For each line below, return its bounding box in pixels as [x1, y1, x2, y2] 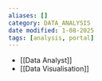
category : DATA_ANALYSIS [8, 19, 91, 27]
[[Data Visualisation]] [19, 64, 89, 74]
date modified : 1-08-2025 [8, 26, 94, 34]
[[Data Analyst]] [19, 56, 73, 65]
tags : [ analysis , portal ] [8, 33, 94, 42]
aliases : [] [8, 11, 48, 20]
